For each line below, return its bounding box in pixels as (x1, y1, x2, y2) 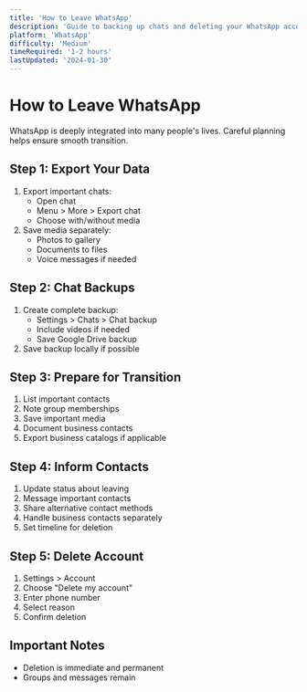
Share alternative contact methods (22, 503, 153, 514)
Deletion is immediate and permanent (22, 662, 164, 673)
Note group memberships (22, 404, 120, 414)
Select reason (22, 602, 76, 613)
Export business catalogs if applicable (22, 433, 167, 444)
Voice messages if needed (36, 253, 137, 265)
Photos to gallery (36, 234, 101, 245)
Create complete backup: (22, 304, 119, 315)
